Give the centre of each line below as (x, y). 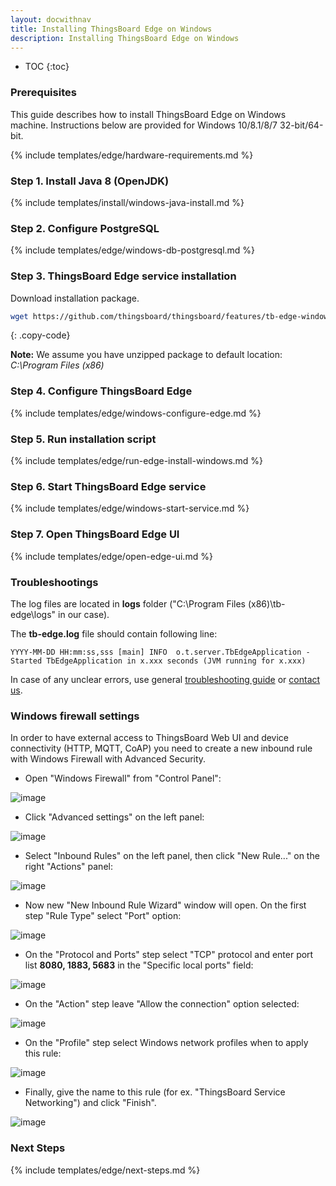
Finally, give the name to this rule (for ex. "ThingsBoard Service (155, 1092)
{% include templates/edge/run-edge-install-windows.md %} (137, 461)
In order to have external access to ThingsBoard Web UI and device (150, 738)
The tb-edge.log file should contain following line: (114, 633)
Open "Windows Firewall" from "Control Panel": (123, 778)
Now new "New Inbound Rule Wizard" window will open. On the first (165, 905)
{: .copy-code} (40, 335)
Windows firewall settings (75, 716)
